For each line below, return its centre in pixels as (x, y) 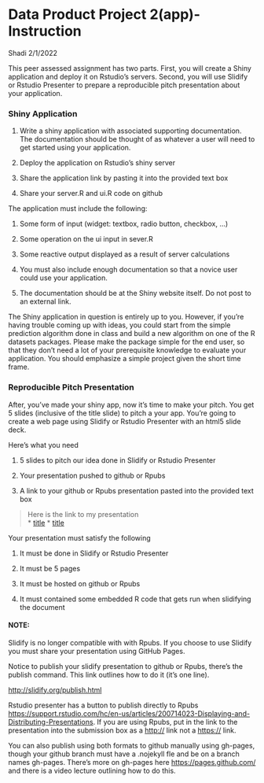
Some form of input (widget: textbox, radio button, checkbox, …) (124, 224)
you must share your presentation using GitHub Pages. (97, 651)
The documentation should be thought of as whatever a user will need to (137, 139)
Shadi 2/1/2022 (33, 53)
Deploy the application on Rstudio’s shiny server (97, 163)
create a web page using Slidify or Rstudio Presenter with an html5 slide (125, 421)
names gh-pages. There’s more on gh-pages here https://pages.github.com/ (132, 762)
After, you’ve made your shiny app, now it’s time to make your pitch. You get (131, 404)
